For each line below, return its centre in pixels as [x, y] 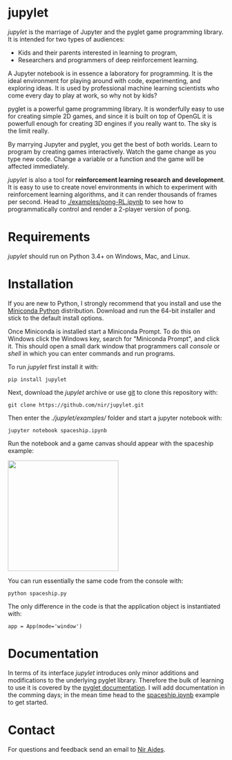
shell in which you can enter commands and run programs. [91, 353]
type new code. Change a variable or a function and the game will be [106, 159]
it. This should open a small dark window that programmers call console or [114, 346]
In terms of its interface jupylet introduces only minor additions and [103, 673]
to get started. [28, 702]
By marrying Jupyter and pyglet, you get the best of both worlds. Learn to [113, 144]
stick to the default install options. [56, 318]
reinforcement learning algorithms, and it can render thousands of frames [113, 194]
